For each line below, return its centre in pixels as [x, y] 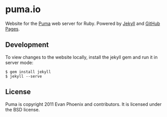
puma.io [23, 9]
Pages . [12, 28]
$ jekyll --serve [24, 76]
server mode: [19, 63]
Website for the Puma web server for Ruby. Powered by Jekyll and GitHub [83, 23]
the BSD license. [22, 109]
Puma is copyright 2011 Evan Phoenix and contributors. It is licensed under [83, 104]
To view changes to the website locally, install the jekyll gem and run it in [81, 57]
